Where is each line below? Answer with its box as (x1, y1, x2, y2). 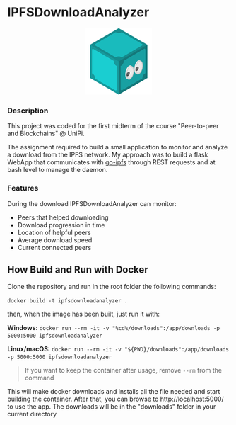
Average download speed (17, 235, 93, 244)
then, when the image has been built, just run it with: (7, 310, 160, 319)
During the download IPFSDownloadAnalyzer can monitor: (7, 199, 177, 208)
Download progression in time (17, 220, 105, 229)
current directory (7, 410, 57, 419)
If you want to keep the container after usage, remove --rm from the (24, 366, 223, 375)
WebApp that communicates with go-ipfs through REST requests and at (7, 158, 216, 166)
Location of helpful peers (17, 228, 91, 237)
